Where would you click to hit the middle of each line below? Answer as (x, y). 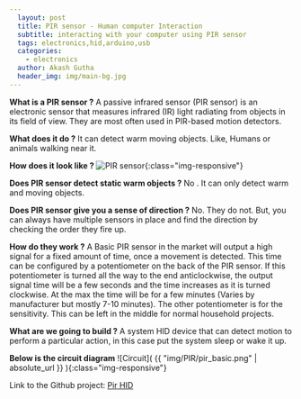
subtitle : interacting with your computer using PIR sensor (132, 34)
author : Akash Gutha (56, 68)
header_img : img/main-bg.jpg (72, 77)
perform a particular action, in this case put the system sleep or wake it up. (148, 340)
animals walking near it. (53, 148)
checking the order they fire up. (68, 229)
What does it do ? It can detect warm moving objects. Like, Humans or (140, 138)
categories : (40, 51)
